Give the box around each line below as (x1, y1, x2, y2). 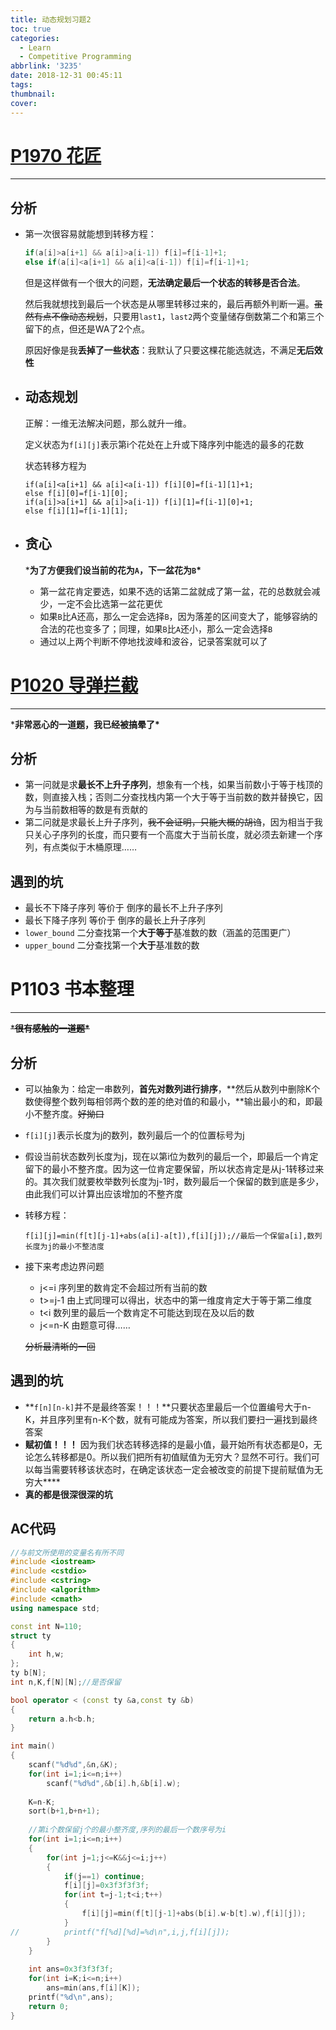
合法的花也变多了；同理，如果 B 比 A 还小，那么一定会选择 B (39, 622, 273, 635)
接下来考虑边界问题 (24, 1260, 105, 1272)
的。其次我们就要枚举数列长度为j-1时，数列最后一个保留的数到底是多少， (24, 1175, 325, 1187)
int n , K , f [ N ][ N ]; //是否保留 (10, 1677, 122, 1687)
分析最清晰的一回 (24, 1340, 96, 1352)
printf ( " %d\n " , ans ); (28, 1992, 114, 2002)
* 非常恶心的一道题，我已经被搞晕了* (10, 718, 160, 730)
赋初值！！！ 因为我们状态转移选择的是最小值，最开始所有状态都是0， (24, 1438, 314, 1450)
